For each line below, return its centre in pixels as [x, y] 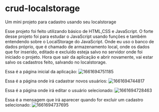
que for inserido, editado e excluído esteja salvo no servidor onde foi [74, 52]
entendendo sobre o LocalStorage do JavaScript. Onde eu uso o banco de [79, 41]
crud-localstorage [43, 8]
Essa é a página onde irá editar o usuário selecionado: [59, 90]
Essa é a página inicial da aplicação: [41, 71]
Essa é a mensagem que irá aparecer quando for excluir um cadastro [74, 99]
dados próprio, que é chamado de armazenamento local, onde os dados [77, 47]
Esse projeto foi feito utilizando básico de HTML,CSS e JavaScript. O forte [79, 31]
